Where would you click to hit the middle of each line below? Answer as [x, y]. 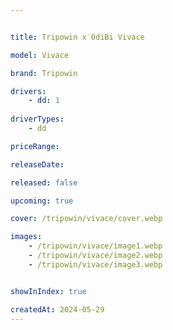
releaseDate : [37, 164]
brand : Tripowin [44, 73]
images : [26, 237]
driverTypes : [37, 119]
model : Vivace [40, 55]
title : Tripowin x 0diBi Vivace [77, 37]
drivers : [28, 91]
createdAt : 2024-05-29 [57, 309]
